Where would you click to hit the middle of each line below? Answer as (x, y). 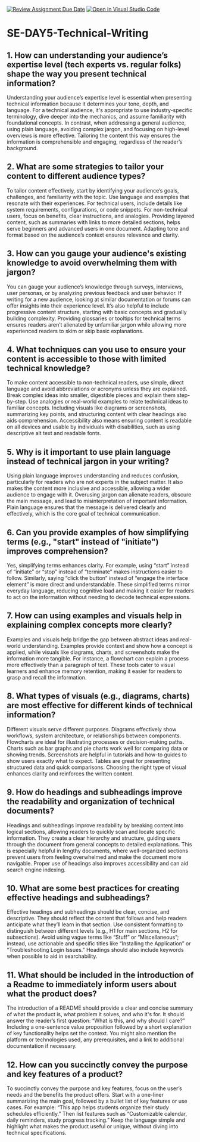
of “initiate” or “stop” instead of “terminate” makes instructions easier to (95, 572)
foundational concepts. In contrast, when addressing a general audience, (96, 123)
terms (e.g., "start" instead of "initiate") (83, 541)
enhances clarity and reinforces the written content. (70, 773)
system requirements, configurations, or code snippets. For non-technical (97, 209)
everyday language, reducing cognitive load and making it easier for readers (100, 591)
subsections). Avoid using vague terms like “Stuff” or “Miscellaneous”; (93, 937)
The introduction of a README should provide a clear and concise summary (100, 1008)
